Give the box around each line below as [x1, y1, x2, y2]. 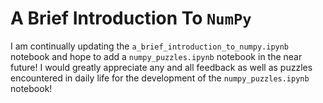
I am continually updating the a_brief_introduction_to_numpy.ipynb [10, 40, 290, 52]
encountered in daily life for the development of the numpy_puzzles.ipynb [10, 72, 310, 84]
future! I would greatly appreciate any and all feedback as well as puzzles [10, 61, 313, 73]
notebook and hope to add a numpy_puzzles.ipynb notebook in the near [10, 50, 303, 62]
